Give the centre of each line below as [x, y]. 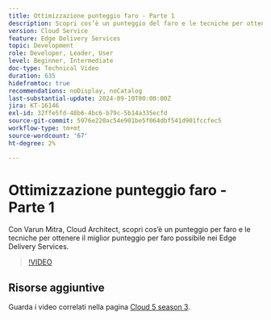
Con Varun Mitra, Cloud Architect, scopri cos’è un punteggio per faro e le [130, 230]
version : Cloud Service [48, 31]
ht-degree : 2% [32, 143]
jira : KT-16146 [34, 106]
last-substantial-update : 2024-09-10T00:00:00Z [90, 98]
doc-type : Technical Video [54, 69]
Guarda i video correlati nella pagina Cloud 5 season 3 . [100, 307]
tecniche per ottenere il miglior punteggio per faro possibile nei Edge [122, 238]
